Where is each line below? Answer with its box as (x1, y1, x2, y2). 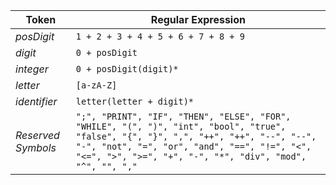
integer (15, 62, 49, 76)
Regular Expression (150, 13, 246, 26)
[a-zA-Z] (75, 80, 118, 91)
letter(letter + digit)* (75, 96, 195, 107)
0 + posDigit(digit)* (75, 64, 179, 74)
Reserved (15, 129, 60, 142)
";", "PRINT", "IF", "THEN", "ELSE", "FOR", (75, 111, 292, 122)
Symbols (15, 141, 57, 154)
